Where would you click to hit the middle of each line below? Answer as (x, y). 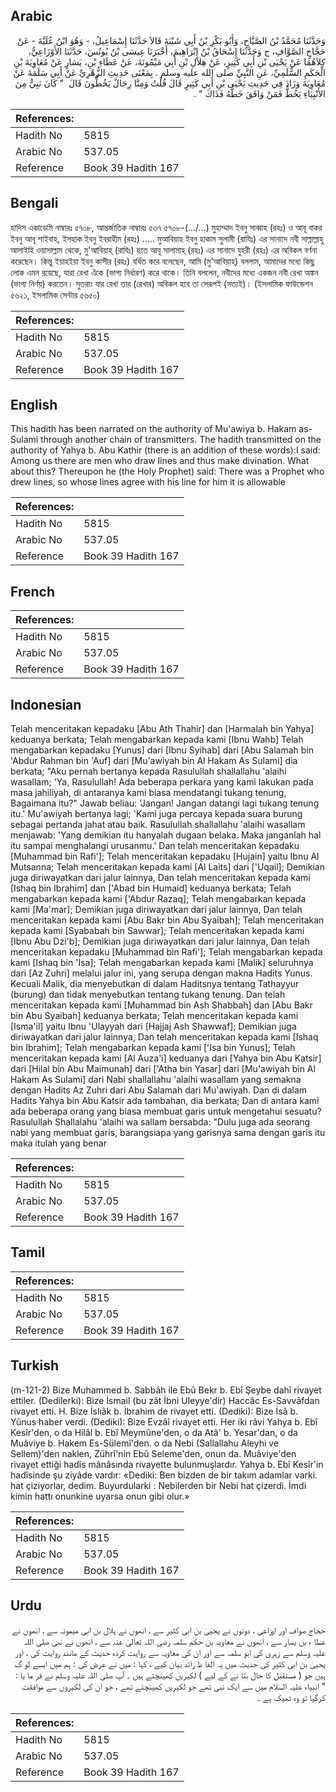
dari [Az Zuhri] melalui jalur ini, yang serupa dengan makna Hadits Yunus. (161, 973)
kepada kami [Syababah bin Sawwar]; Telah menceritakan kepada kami (157, 931)
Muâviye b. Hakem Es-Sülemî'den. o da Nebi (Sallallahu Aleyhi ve (145, 1443)
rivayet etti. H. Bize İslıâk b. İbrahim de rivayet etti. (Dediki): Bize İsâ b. (154, 1411)
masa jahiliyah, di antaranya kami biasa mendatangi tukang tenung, (148, 793)
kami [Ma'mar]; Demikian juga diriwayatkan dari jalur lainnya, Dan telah (156, 910)
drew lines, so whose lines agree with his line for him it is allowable (148, 482)
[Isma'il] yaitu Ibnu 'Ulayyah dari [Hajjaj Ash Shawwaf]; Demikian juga (153, 1026)
